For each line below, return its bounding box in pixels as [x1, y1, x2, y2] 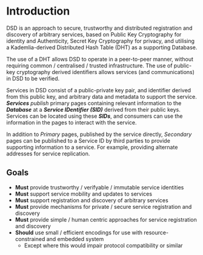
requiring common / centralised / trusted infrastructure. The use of [6, 62, 173, 69]
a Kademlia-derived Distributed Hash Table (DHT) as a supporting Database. [6, 44, 198, 51]
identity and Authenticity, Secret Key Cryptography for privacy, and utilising [6, 37, 195, 44]
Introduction [6, 4, 70, 18]
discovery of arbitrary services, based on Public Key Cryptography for [6, 30, 182, 38]
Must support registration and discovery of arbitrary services [15, 196, 168, 204]
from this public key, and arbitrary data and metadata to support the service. [6, 93, 197, 100]
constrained [15, 235, 45, 242]
